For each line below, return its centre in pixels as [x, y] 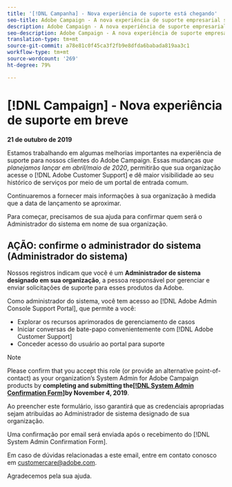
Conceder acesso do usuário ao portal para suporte [91, 344]
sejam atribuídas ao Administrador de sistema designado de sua [98, 414]
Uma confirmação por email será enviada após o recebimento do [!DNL [109, 434]
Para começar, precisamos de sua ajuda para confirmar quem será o [105, 216]
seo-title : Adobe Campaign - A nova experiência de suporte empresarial [114, 20]
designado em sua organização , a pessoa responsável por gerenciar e [108, 281]
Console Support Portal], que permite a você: [72, 308]
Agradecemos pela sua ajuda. [49, 476]
